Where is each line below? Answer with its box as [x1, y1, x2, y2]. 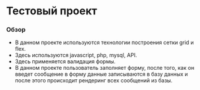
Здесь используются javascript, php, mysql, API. [14, 52, 137, 59]
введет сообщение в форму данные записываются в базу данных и [14, 70, 189, 78]
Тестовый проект [6, 4, 98, 18]
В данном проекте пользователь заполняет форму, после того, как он [14, 64, 195, 72]
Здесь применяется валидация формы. [14, 58, 116, 65]
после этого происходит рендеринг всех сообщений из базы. [14, 77, 172, 84]
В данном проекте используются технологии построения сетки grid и [14, 39, 194, 46]
